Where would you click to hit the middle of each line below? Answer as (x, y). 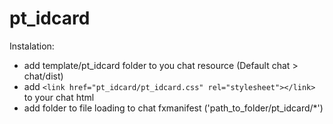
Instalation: (32, 46)
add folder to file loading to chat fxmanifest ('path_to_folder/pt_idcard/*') (173, 108)
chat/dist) (43, 76)
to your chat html (59, 97)
